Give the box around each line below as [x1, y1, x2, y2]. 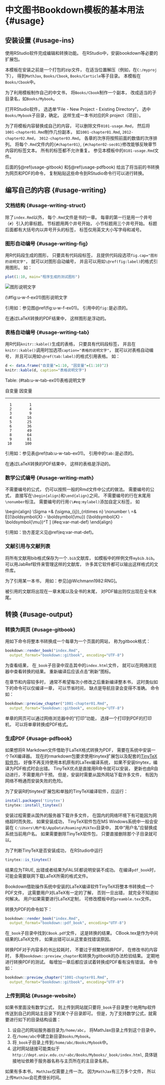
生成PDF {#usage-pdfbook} [5, 735, 73, 742]
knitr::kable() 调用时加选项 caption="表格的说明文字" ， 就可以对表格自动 [5, 347, 149, 353]
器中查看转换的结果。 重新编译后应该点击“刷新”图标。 [5, 668, 114, 674]
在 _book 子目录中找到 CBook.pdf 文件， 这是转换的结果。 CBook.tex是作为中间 [5, 930, 158, 936]
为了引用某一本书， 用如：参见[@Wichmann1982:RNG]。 [5, 578, 120, 584]
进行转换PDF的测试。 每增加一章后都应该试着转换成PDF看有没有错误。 [5, 959, 148, 965]
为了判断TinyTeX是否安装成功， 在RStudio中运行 [5, 847, 103, 853]
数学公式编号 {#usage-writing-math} [5, 474, 94, 481]
